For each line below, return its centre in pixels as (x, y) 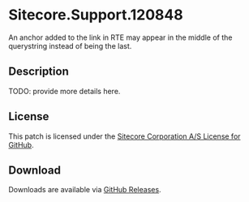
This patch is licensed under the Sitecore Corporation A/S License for (124, 136)
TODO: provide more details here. (64, 91)
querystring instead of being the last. (70, 45)
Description (39, 72)
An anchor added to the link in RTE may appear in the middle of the (120, 37)
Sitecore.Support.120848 (96, 15)
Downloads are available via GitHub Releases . (85, 190)
